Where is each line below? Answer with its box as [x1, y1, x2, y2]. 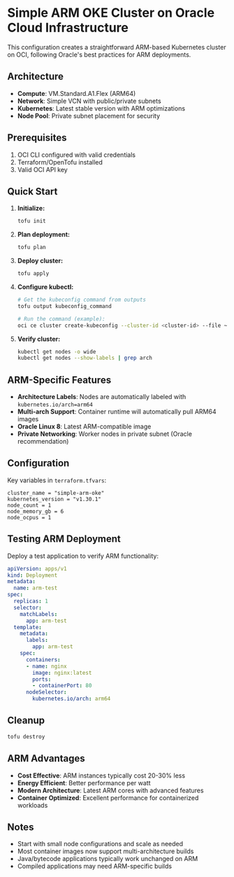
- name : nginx [25, 663, 68, 670]
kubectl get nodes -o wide [17, 348, 96, 355]
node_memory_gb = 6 [7, 507, 64, 515]
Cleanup [7, 715, 45, 727]
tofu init [17, 218, 47, 225]
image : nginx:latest [32, 669, 92, 676]
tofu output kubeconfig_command [17, 302, 112, 309]
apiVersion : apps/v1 [7, 565, 68, 572]
